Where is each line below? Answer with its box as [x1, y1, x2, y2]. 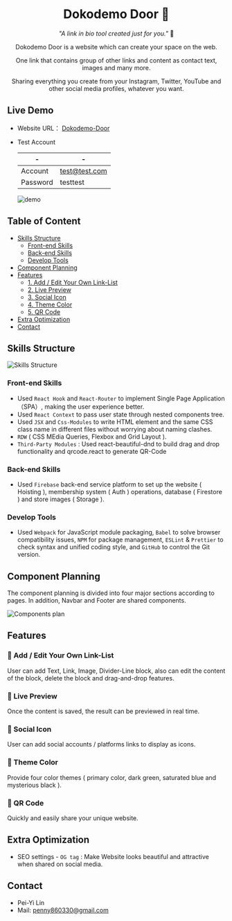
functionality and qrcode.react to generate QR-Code [17, 447, 167, 455]
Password [20, 177, 53, 187]
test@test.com [60, 166, 107, 176]
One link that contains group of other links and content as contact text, [15, 56, 217, 65]
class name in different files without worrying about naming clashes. [17, 425, 213, 433]
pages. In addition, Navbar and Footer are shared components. [7, 596, 186, 605]
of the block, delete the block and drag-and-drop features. [7, 674, 175, 682]
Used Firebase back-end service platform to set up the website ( [17, 480, 202, 489]
